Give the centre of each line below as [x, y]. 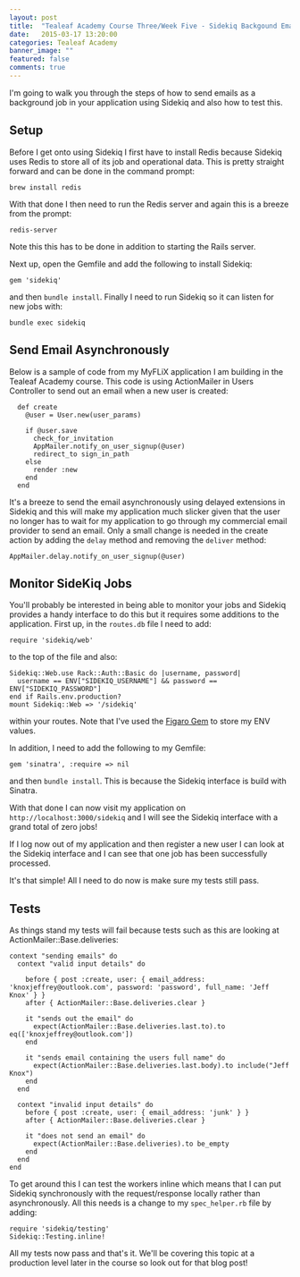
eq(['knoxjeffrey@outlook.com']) [71, 1035]
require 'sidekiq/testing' [59, 1229]
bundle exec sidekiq [48, 323]
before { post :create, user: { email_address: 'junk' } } [137, 1113]
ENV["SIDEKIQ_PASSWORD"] [55, 689]
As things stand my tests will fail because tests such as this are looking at [144, 930]
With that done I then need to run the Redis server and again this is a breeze [149, 204]
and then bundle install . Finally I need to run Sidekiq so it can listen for [142, 297]
